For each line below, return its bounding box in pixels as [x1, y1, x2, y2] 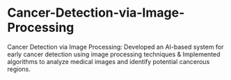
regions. [7, 65, 31, 73]
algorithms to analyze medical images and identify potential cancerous [7, 57, 210, 65]
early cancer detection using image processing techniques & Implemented [7, 50, 221, 58]
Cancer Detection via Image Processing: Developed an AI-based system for [7, 42, 224, 51]
